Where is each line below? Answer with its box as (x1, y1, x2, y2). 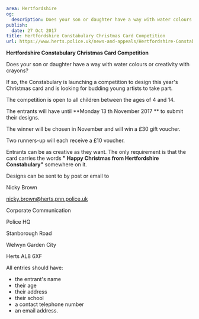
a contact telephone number (14, 301, 84, 308)
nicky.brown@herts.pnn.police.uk (6, 195, 88, 202)
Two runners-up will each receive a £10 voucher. (6, 137, 126, 144)
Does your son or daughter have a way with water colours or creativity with (6, 61, 190, 68)
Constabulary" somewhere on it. (6, 161, 87, 168)
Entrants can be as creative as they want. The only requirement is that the (6, 149, 187, 156)
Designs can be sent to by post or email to (6, 172, 110, 180)
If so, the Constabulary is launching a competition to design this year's (6, 79, 178, 86)
